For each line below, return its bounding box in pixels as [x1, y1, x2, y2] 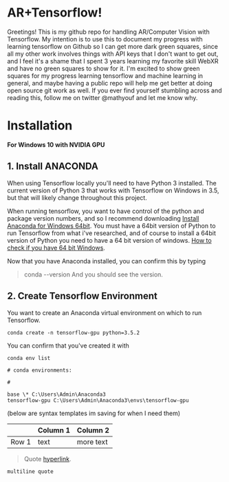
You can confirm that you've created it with [7, 341, 129, 350]
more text [76, 436, 108, 446]
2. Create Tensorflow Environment [7, 290, 158, 302]
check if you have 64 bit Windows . [7, 243, 105, 252]
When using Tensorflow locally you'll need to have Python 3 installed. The [7, 179, 217, 187]
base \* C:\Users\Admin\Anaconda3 [7, 391, 107, 398]
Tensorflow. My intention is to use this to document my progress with [7, 34, 203, 43]
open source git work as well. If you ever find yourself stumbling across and [7, 86, 222, 94]
